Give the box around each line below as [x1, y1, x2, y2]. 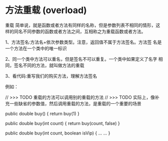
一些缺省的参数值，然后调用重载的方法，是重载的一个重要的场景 [9, 100, 141, 106]
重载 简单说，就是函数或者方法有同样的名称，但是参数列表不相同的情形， [5, 22, 156, 28]
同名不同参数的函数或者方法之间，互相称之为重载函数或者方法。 [14, 28, 146, 34]
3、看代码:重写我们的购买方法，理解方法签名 [5, 73, 97, 79]
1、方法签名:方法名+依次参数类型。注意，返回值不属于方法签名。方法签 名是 [5, 39, 162, 45]
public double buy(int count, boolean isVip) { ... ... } [5, 130, 110, 136]
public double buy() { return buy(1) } [5, 110, 80, 116]
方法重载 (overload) [5, 5, 87, 16]
